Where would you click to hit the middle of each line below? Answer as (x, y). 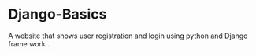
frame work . (29, 43)
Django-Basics (58, 14)
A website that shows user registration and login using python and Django (128, 36)
